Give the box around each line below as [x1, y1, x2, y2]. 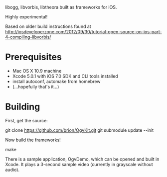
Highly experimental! [5, 14, 48, 19]
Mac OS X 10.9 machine [12, 68, 62, 74]
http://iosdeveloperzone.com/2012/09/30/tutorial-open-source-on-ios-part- [5, 29, 162, 34]
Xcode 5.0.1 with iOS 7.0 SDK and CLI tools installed [12, 73, 118, 79]
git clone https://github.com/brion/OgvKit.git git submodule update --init [5, 127, 154, 133]
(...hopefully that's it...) [12, 84, 59, 89]
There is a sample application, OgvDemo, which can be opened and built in [5, 156, 160, 162]
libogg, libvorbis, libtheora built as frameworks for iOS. [5, 4, 117, 10]
